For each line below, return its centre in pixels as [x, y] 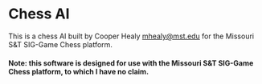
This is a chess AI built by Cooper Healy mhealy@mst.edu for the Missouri [131, 36]
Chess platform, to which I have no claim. [79, 71]
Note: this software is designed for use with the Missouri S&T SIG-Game [131, 63]
